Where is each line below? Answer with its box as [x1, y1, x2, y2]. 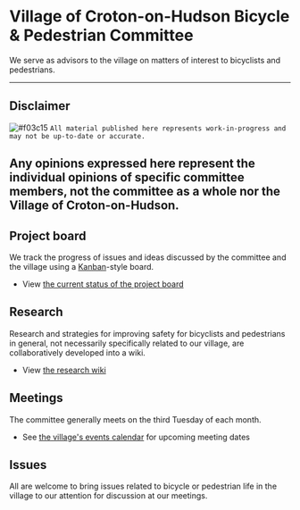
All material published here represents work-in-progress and [50, 123, 287, 133]
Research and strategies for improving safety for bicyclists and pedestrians [9, 328, 286, 339]
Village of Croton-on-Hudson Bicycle [9, 6, 290, 27]
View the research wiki [21, 364, 107, 375]
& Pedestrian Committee [9, 25, 194, 46]
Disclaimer [9, 98, 71, 113]
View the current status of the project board [21, 279, 185, 289]
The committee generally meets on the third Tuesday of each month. [9, 414, 262, 425]
